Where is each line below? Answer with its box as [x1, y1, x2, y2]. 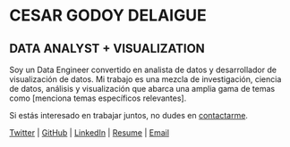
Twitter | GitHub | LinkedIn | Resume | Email [9, 127, 170, 138]
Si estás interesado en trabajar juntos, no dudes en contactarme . [9, 110, 249, 120]
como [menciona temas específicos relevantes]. [9, 93, 187, 103]
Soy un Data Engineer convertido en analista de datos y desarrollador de [9, 64, 277, 75]
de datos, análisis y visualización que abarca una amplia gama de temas [9, 84, 276, 94]
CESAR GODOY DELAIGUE [9, 5, 208, 26]
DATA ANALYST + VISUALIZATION [9, 41, 206, 56]
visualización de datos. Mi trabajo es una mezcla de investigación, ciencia [9, 74, 282, 85]
